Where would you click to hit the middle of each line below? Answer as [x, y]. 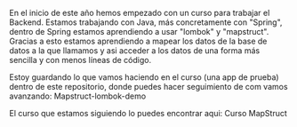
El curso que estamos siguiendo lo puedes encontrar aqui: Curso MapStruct [148, 113]
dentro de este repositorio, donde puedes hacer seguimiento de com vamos [148, 87]
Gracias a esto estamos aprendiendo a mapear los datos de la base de [138, 41]
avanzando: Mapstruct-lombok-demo [78, 96]
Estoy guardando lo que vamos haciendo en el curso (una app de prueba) [144, 77]
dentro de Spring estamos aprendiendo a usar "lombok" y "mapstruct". [139, 32]
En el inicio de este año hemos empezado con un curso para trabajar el [140, 13]
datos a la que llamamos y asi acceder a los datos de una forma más [135, 51]
